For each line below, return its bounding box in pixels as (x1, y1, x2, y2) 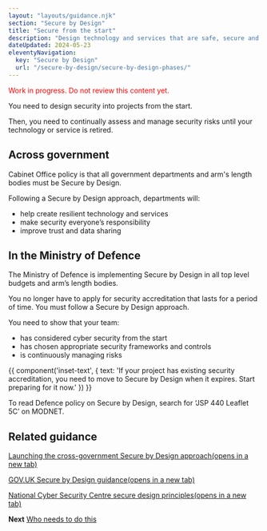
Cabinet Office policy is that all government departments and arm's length (8, 169, 253, 179)
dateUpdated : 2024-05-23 (8, 42, 91, 50)
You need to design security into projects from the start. (8, 101, 193, 110)
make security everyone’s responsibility (19, 217, 150, 227)
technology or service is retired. (8, 125, 114, 134)
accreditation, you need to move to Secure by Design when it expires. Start (8, 374, 256, 384)
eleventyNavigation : (8, 49, 78, 57)
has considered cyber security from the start (19, 333, 168, 343)
